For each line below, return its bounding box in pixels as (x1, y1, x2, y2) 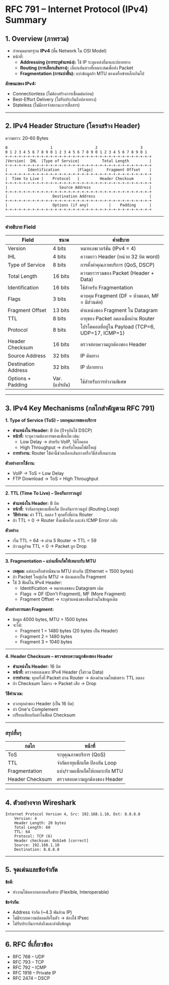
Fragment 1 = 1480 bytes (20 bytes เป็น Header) (20, 628, 118, 634)
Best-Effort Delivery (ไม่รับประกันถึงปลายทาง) (12, 96, 97, 102)
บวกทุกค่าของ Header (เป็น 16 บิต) (12, 700, 74, 706)
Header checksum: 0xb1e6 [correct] (14, 838, 89, 844)
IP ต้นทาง (80, 352, 99, 359)
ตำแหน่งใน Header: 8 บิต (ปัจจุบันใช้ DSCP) (12, 427, 93, 433)
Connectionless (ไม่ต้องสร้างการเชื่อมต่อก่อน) (12, 91, 94, 96)
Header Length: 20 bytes (14, 820, 66, 826)
